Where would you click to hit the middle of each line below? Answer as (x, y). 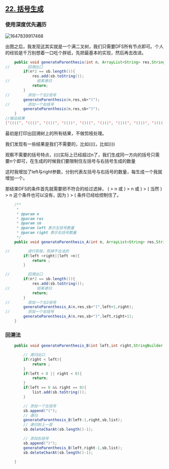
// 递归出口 (34, 355)
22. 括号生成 (24, 9)
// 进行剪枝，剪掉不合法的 (37, 251)
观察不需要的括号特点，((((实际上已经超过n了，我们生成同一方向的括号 (78, 155)
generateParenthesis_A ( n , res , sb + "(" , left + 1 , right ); (79, 307)
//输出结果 (15, 118)
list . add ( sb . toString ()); (59, 392)
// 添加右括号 (36, 439)
